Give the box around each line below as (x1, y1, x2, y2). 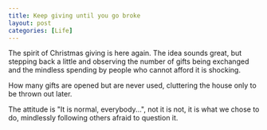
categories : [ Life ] (8, 26, 73, 34)
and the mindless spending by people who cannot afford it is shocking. (8, 65, 241, 75)
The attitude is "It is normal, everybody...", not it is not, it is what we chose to (8, 104, 260, 114)
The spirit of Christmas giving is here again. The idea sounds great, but (8, 49, 242, 58)
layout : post (8, 19, 52, 27)
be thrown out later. (8, 89, 73, 99)
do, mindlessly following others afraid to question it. (8, 113, 179, 123)
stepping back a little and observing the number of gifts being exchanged (8, 57, 249, 66)
